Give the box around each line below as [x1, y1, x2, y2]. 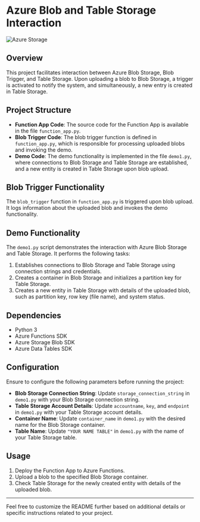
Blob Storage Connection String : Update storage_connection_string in [14, 389, 190, 397]
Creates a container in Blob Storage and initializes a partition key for [14, 274, 182, 281]
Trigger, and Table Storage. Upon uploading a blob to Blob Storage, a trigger [6, 75, 193, 82]
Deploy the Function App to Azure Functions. [14, 467, 125, 474]
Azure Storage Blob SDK [14, 339, 76, 345]
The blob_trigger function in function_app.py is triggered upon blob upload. [6, 198, 194, 205]
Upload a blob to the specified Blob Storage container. [14, 473, 148, 480]
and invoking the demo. [14, 146, 73, 153]
